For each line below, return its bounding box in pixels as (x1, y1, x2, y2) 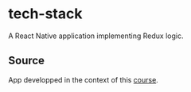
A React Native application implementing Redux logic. (8, 31, 184, 40)
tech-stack (8, 5, 83, 23)
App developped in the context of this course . (8, 75, 159, 84)
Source (8, 54, 45, 67)
